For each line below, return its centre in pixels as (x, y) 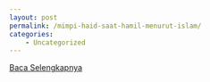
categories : (31, 34)
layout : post (34, 17)
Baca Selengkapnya (46, 68)
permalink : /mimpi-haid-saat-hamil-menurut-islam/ (105, 26)
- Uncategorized (56, 42)
